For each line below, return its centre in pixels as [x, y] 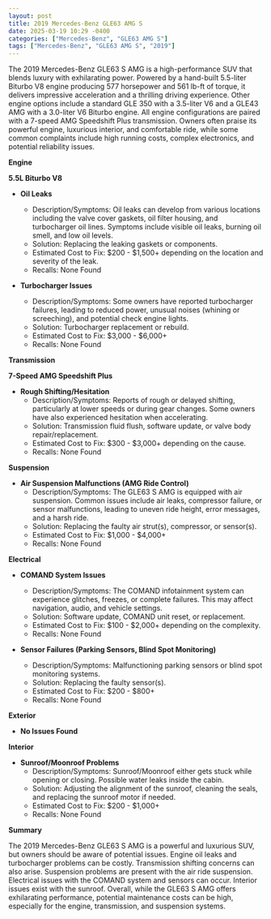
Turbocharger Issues [56, 286]
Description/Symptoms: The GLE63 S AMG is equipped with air [137, 492]
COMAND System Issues [63, 575]
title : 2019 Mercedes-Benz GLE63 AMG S [76, 24]
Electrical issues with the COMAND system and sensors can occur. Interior [133, 880]
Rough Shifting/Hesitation [65, 392]
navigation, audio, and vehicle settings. [97, 608]
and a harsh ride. [60, 518]
